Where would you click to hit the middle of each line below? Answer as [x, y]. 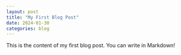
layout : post [22, 12]
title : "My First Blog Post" [43, 17]
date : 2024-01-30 [28, 23]
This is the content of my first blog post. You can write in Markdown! [91, 45]
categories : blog [28, 28]
